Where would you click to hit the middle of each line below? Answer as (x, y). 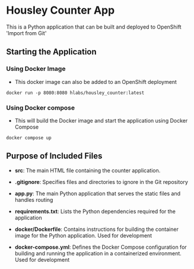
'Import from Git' (26, 33)
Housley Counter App (61, 10)
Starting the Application (51, 52)
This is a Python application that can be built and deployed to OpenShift (94, 27)
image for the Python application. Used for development (83, 235)
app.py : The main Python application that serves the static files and (98, 193)
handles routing (34, 199)
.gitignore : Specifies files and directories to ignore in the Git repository (101, 182)
